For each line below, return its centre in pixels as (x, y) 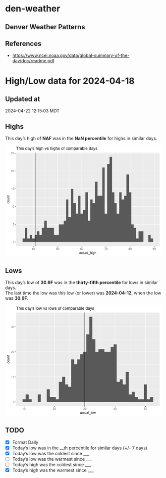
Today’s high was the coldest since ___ (52, 465)
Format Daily (25, 442)
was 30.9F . (17, 298)
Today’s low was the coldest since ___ (51, 453)
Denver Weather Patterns (45, 27)
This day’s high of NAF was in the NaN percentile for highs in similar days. (81, 139)
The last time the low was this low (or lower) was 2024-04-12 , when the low (83, 293)
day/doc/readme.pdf (33, 61)
